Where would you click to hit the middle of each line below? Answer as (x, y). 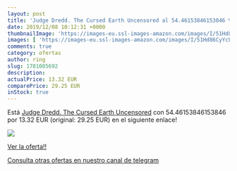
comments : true (30, 46)
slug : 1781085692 (33, 66)
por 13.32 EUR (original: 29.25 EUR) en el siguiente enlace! (92, 120)
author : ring (26, 60)
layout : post (26, 14)
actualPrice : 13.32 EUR (42, 79)
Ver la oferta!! (27, 147)
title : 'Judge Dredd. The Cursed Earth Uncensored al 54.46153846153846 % (120, 20)
